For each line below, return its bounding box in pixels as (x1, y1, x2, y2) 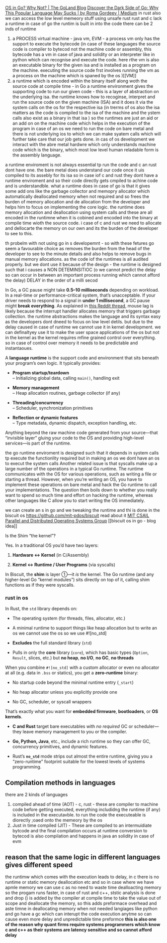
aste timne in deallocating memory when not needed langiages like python (5, 905, 158, 912)
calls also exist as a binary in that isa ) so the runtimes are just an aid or (12, 115, 159, 121)
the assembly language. (12, 152, 62, 158)
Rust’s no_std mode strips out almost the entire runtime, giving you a (12, 753, 153, 760)
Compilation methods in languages (5, 778, 116, 787)
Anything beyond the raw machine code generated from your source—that (5, 430, 158, 436)
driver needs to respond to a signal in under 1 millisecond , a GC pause (5, 298, 150, 304)
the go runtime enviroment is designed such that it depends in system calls (5, 450, 159, 456)
